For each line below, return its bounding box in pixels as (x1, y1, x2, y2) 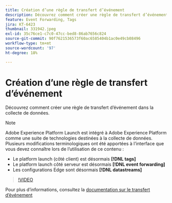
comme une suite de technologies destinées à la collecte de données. (5, 135, 153, 141)
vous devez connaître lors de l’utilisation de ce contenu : (5, 146, 124, 152)
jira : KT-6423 (5, 21, 36, 27)
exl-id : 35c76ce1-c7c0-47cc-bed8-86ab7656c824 (5, 31, 106, 36)
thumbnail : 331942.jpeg (5, 27, 56, 32)
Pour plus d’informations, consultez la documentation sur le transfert (5, 187, 150, 193)
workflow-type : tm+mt (5, 41, 52, 46)
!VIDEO (17, 177, 33, 183)
